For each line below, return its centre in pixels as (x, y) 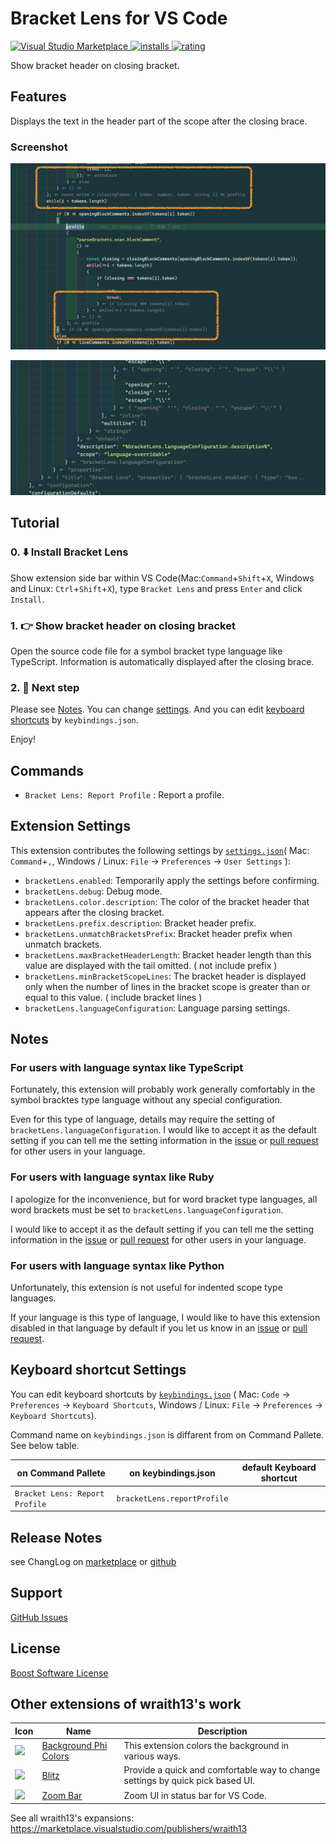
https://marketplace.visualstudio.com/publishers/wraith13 (129, 1829)
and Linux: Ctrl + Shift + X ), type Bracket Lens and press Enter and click (156, 588)
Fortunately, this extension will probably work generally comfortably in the (163, 1089)
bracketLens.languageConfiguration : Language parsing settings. (157, 1008)
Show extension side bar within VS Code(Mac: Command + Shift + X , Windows (162, 578)
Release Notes (56, 1537)
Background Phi (74, 1746)
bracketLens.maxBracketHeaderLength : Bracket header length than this (168, 954)
